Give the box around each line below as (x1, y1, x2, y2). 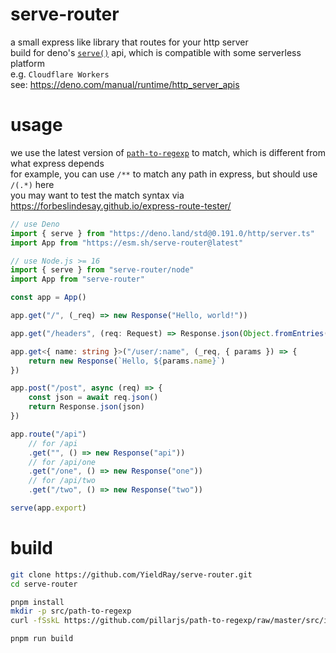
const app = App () (10, 293, 87, 303)
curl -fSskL (10, 616, 60, 626)
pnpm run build (10, 634, 74, 644)
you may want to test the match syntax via (10, 189, 185, 201)
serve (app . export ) (10, 503, 87, 513)
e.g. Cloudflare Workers (10, 68, 110, 80)
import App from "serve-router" (10, 274, 145, 285)
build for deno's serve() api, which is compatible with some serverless (10, 46, 302, 58)
